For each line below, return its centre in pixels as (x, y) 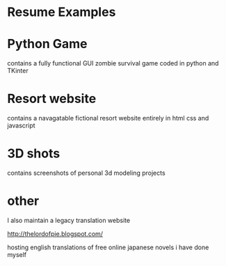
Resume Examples (62, 12)
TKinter (18, 71)
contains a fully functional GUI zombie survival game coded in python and (113, 63)
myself (17, 254)
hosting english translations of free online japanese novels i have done (108, 247)
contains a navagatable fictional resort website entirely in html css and (108, 118)
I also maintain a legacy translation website (69, 220)
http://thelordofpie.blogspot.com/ (55, 233)
